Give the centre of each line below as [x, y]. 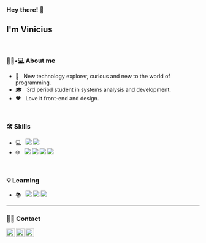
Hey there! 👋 [25, 10]
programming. [33, 83]
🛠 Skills [18, 126]
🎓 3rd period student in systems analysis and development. [93, 90]
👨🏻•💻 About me [31, 61]
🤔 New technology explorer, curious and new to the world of [93, 77]
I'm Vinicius [30, 30]
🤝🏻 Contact [24, 219]
